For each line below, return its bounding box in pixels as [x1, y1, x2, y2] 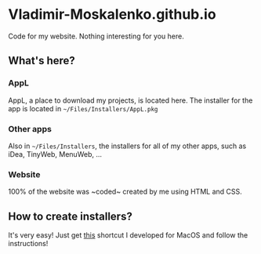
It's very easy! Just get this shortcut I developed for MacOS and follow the [8, 230, 248, 240]
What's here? [8, 54, 76, 67]
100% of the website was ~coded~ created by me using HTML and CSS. [8, 187, 243, 197]
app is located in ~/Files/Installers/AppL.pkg [8, 103, 158, 113]
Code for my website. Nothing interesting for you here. [8, 31, 184, 41]
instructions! [8, 239, 49, 249]
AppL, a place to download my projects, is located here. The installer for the [8, 96, 253, 105]
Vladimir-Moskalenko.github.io [8, 5, 217, 24]
